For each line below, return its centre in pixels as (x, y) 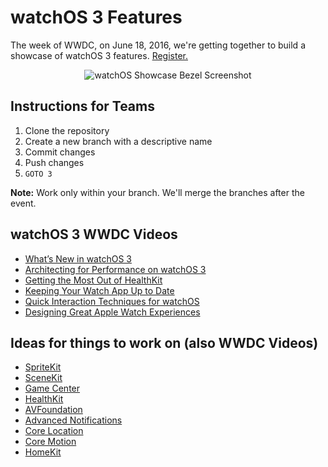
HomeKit (43, 452)
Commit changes (60, 152)
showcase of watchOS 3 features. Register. (99, 55)
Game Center (52, 388)
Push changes (54, 162)
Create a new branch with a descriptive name (118, 141)
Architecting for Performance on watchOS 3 (115, 269)
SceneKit (43, 378)
